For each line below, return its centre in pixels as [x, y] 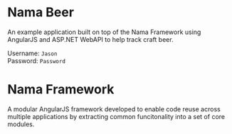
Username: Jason [32, 53]
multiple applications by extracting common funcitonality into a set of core [116, 116]
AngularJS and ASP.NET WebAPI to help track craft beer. [90, 39]
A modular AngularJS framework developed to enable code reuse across [114, 109]
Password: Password [37, 60]
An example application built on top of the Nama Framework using [104, 32]
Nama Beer [41, 12]
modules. [21, 124]
